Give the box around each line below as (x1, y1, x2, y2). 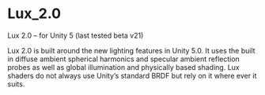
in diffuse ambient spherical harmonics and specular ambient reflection (7, 54, 240, 64)
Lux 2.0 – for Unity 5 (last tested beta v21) (7, 31, 144, 40)
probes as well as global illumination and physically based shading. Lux (7, 62, 240, 71)
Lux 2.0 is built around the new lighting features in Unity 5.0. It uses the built (7, 46, 256, 55)
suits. (7, 79, 25, 89)
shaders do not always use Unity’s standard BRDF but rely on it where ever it (7, 71, 257, 80)
